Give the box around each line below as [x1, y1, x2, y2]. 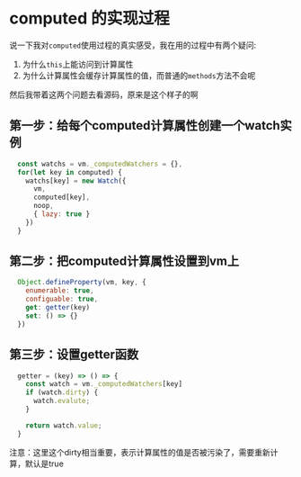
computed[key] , [32, 193, 91, 202]
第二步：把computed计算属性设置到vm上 [9, 254, 240, 269]
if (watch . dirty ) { [25, 388, 99, 397]
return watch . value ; [25, 420, 102, 430]
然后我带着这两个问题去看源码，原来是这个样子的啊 [9, 89, 199, 100]
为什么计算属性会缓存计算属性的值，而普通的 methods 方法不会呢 [22, 69, 256, 81]
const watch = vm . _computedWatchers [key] [25, 380, 182, 389]
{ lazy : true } [32, 210, 91, 219]
